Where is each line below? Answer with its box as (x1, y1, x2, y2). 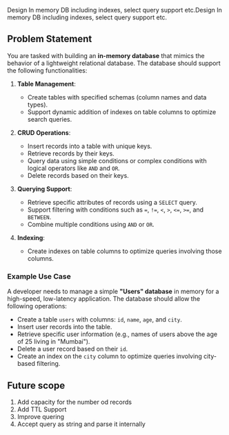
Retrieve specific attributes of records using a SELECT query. (27, 198, 198, 206)
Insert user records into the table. (17, 323, 112, 331)
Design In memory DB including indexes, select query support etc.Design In (7, 6, 223, 14)
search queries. (27, 115, 72, 123)
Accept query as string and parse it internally (17, 420, 146, 428)
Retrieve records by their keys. (27, 149, 115, 158)
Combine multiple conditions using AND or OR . (27, 220, 155, 228)
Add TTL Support (17, 405, 67, 414)
